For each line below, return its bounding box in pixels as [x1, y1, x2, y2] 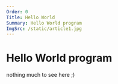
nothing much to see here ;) [6, 71, 75, 79]
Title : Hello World [6, 14, 55, 20]
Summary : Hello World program [6, 20, 82, 26]
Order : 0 [6, 8, 28, 15]
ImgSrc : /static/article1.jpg [6, 25, 82, 32]
